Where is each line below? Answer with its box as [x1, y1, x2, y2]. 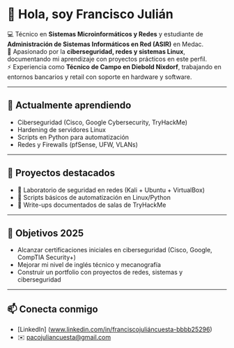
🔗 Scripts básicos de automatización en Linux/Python [17, 193, 171, 201]
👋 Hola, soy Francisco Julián [7, 6, 174, 22]
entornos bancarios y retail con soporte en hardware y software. [7, 73, 192, 81]
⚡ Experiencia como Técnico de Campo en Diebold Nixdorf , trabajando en [7, 62, 221, 71]
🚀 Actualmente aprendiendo [7, 99, 132, 111]
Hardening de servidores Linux [17, 125, 107, 133]
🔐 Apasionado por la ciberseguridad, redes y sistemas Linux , [7, 47, 186, 55]
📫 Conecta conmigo [7, 303, 99, 315]
